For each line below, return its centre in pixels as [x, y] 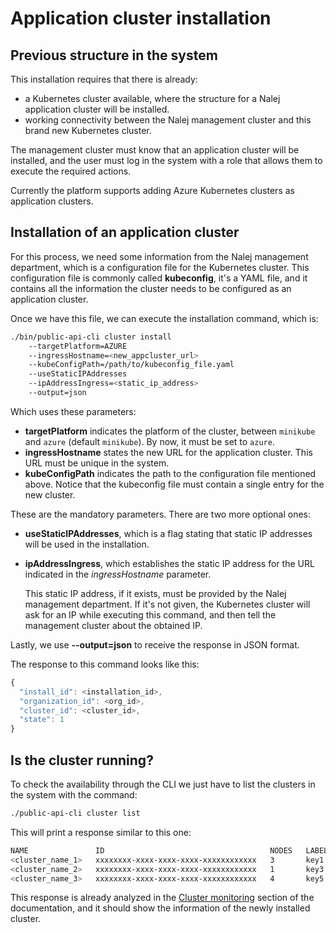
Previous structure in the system [114, 55]
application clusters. [52, 201]
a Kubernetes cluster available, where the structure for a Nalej [152, 98]
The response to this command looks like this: [105, 664]
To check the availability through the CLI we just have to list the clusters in [163, 784]
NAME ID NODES [151, 850]
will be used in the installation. [87, 544]
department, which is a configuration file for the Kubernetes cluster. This [160, 267]
